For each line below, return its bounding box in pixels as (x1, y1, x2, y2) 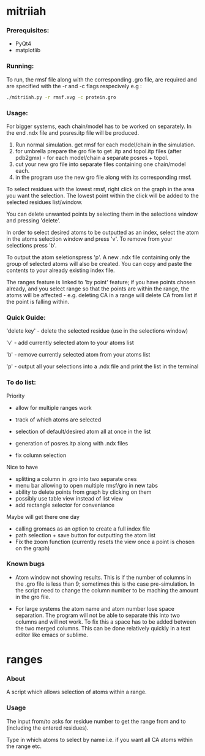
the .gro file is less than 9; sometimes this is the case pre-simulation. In (15, 580, 195, 588)
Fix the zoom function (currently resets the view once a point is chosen (15, 538, 195, 545)
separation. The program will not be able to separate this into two (15, 611, 181, 619)
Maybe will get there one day (6, 513, 80, 520)
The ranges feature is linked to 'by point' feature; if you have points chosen (6, 278, 196, 285)
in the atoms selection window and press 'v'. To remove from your (6, 235, 173, 243)
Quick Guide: (6, 313, 46, 322)
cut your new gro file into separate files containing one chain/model (15, 161, 186, 168)
